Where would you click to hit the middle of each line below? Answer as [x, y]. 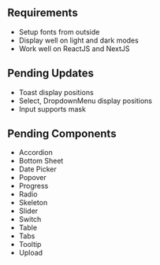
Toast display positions [56, 92]
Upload [31, 253]
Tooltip [30, 245]
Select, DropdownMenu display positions [86, 101]
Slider [28, 211]
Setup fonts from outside [59, 31]
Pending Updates [51, 74]
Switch [30, 219]
